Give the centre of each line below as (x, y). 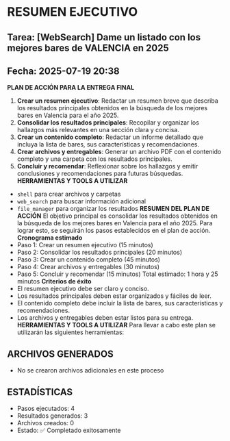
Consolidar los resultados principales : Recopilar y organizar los (108, 123)
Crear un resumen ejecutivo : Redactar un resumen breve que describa (118, 101)
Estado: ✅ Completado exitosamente (69, 430)
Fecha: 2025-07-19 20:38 (63, 71)
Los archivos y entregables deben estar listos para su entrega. (105, 318)
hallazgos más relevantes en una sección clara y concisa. (98, 130)
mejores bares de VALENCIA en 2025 (88, 48)
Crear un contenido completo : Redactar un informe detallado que (110, 137)
